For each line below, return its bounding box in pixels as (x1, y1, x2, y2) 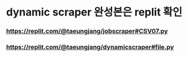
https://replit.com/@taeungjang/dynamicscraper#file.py (6, 43, 174, 51)
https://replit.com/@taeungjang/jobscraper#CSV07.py (6, 27, 168, 36)
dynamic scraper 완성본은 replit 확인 (6, 5, 183, 19)
